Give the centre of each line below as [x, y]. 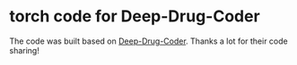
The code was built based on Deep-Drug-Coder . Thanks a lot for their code [149, 41]
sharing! [25, 50]
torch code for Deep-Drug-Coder [135, 16]
